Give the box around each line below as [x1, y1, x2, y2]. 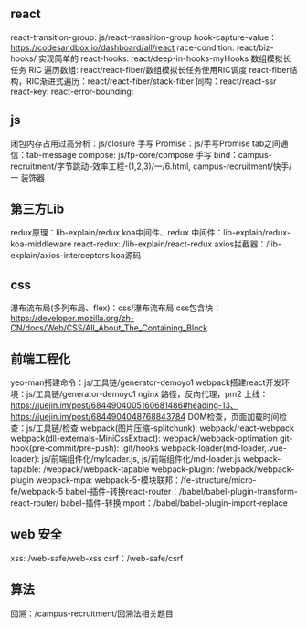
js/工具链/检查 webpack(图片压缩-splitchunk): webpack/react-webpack [26, 423, 295, 434]
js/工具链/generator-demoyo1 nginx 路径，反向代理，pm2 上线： [26, 389, 269, 400]
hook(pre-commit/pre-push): [10, 443, 120, 454]
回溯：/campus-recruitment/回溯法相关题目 [10, 608, 175, 619]
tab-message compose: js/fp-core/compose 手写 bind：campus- [26, 149, 272, 160]
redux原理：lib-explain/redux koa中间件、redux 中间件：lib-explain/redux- [10, 227, 291, 238]
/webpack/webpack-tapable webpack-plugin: [43, 464, 216, 475]
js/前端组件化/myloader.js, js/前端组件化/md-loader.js [41, 454, 241, 465]
